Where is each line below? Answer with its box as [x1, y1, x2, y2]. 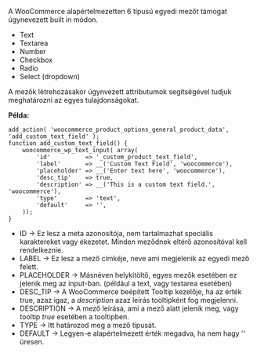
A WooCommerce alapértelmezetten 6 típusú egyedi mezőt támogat [8, 7, 227, 16]
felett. [19, 262, 39, 271]
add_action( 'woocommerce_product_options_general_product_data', [8, 126, 230, 133]
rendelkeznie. [19, 246, 64, 254]
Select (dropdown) [19, 72, 81, 81]
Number [19, 47, 46, 56]
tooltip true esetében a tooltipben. [19, 312, 129, 321]
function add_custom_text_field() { [8, 140, 128, 147]
